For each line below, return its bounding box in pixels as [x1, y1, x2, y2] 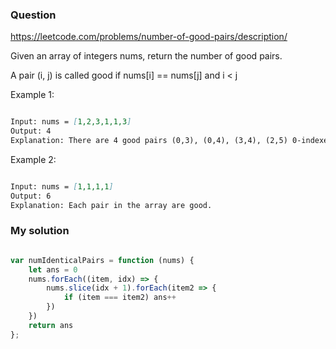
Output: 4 [10, 126, 52, 137]
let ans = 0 [28, 264, 78, 275]
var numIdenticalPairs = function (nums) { [10, 255, 195, 265]
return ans [28, 320, 74, 330]
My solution [10, 224, 70, 238]
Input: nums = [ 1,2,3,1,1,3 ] [10, 117, 132, 127]
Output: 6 [10, 191, 52, 201]
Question [10, 8, 57, 22]
